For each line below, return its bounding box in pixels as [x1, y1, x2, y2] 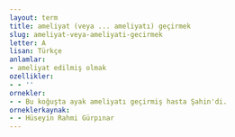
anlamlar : [9, 55, 47, 64]
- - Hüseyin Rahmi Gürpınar [9, 114, 115, 123]
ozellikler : [9, 72, 54, 81]
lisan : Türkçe [9, 47, 63, 56]
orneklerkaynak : [9, 105, 70, 114]
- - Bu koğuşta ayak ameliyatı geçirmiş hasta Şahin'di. [9, 96, 228, 106]
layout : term [9, 13, 59, 23]
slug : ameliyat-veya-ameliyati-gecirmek [9, 30, 164, 39]
